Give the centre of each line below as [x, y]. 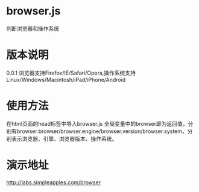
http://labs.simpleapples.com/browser [54, 182]
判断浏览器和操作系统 [33, 28]
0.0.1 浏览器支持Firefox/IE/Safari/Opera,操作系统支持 [71, 73]
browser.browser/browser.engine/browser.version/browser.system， [102, 131]
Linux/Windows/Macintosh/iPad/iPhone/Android [66, 79]
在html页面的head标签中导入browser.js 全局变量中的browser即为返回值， [97, 123]
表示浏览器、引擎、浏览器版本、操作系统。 [64, 138]
